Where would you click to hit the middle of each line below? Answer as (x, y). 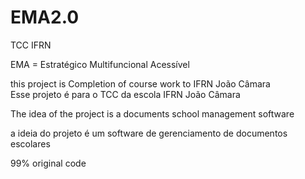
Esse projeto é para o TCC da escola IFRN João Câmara (125, 94)
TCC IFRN (31, 45)
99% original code (48, 163)
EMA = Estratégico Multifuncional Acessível (100, 64)
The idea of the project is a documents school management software (152, 113)
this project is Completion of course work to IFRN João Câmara (140, 83)
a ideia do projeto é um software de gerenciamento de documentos (149, 133)
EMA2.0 (45, 17)
